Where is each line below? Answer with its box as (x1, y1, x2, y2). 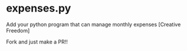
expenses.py (6, 2, 71, 15)
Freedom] (6, 27, 30, 34)
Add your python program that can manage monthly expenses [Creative (6, 21, 181, 28)
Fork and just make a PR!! (6, 38, 68, 45)
